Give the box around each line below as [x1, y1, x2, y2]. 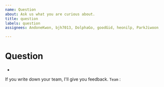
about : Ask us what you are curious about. [5, 12, 95, 17]
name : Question [5, 7, 36, 12]
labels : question [5, 21, 41, 26]
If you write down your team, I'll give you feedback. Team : [5, 76, 121, 82]
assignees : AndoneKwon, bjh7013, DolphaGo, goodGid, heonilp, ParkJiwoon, [5, 25, 161, 30]
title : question [5, 16, 38, 21]
